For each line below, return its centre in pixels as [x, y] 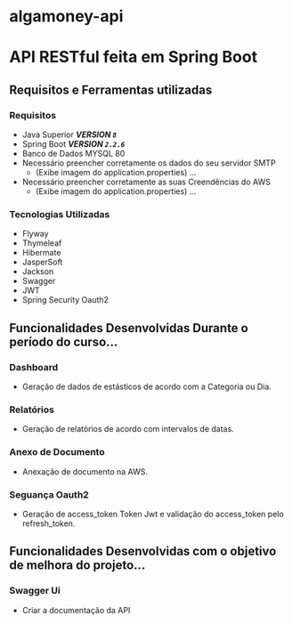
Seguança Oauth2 [49, 494]
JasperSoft [42, 262]
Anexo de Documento [57, 452]
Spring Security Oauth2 [65, 300]
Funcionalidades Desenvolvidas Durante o [129, 328]
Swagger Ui [35, 591]
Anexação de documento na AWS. [85, 471]
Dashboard [34, 367]
